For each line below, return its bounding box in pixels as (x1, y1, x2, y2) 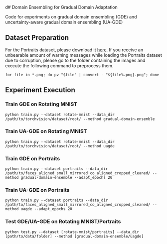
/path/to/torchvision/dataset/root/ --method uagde (5, 143, 115, 148)
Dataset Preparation (5, 33, 69, 42)
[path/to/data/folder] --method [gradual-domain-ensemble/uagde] (5, 234, 144, 239)
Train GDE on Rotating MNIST (5, 101, 78, 108)
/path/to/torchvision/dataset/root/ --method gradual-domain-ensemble (5, 117, 155, 122)
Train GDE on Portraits (5, 155, 60, 162)
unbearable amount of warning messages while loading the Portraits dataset (5, 52, 162, 58)
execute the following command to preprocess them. (5, 62, 114, 69)
